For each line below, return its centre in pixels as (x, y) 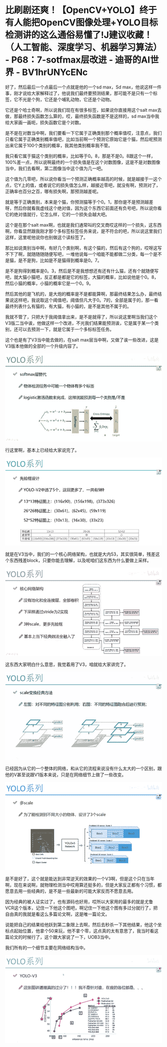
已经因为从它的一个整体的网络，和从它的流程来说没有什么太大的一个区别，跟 (83, 768)
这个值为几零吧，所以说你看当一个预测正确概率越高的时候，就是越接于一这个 (83, 179)
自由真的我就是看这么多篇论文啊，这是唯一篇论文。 (57, 914)
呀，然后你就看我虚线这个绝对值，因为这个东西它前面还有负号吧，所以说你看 (83, 208)
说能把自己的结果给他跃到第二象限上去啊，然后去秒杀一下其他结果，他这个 (81, 924)
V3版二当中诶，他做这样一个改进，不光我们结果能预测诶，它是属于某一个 (80, 323)
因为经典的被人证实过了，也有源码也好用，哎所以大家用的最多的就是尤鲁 (79, 901)
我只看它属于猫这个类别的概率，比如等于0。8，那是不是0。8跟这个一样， (80, 156)
